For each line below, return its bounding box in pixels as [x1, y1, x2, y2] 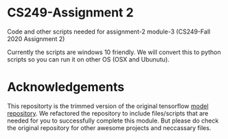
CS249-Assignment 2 [7, 5, 134, 21]
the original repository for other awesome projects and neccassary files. [7, 123, 212, 131]
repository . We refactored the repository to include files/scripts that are [7, 109, 209, 117]
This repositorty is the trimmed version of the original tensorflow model [7, 101, 209, 110]
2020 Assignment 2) [7, 34, 65, 42]
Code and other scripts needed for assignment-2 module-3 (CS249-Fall [7, 27, 211, 36]
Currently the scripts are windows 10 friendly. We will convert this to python [7, 48, 221, 56]
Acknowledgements [7, 79, 125, 95]
